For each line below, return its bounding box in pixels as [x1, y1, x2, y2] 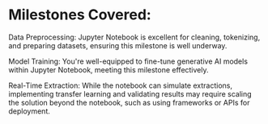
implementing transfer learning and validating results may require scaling [8, 89, 253, 98]
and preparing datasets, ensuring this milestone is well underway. [8, 40, 228, 50]
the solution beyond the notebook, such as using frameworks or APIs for [8, 97, 250, 107]
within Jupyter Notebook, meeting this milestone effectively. [8, 64, 209, 74]
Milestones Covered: [8, 6, 151, 24]
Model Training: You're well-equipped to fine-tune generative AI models [8, 56, 249, 66]
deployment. [8, 106, 50, 116]
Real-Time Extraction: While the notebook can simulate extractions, [8, 81, 233, 90]
